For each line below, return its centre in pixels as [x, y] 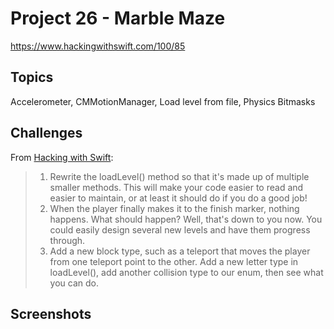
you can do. [74, 283]
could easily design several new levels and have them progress [180, 229]
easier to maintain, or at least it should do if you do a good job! [178, 198]
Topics [32, 77]
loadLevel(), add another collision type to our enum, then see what [186, 272]
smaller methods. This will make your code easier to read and [176, 187]
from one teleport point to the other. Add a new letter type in [174, 261]
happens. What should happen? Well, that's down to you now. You [186, 219]
